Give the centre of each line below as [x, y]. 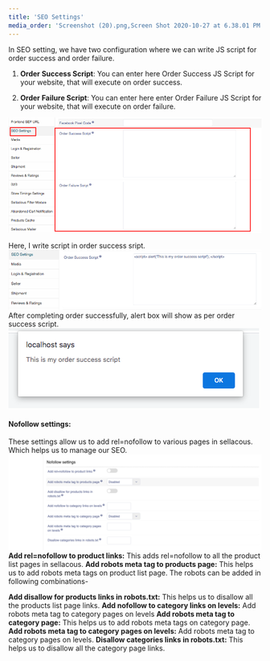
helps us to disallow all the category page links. [87, 648]
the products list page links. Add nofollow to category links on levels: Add [132, 606]
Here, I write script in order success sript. [77, 245]
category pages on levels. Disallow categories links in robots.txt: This [126, 640]
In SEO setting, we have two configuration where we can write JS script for [133, 49]
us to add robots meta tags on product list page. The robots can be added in [135, 573]
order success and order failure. [61, 58]
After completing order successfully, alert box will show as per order [122, 315]
